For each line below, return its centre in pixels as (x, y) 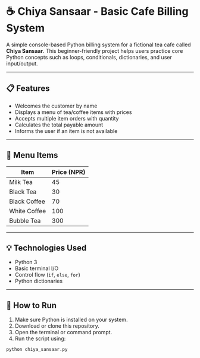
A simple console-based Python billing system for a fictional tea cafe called (99, 45)
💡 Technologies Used (46, 248)
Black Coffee (27, 201)
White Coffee (28, 211)
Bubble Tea (25, 220)
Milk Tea (21, 182)
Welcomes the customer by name (56, 106)
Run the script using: (40, 338)
